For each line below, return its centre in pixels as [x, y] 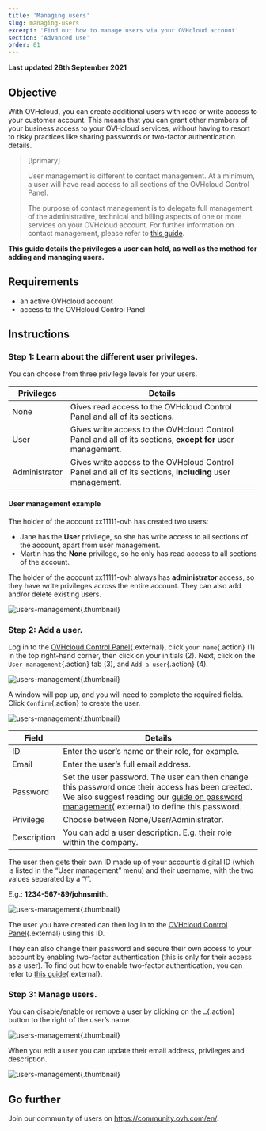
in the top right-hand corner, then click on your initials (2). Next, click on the [132, 655]
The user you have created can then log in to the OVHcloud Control [118, 924]
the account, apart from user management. [90, 545]
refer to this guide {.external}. [55, 973]
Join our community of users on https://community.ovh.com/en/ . [114, 1118]
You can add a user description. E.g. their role [147, 832]
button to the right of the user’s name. [70, 1020]
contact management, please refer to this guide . [106, 233]
